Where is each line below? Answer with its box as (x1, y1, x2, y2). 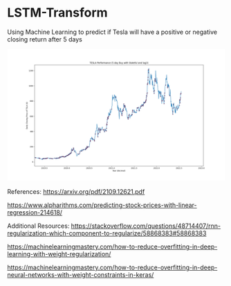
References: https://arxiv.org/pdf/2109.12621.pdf (7, 188, 145, 196)
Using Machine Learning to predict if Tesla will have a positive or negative (7, 28, 218, 36)
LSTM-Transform (7, 5, 109, 21)
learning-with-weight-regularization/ (7, 250, 111, 258)
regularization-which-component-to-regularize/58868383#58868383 (7, 229, 207, 238)
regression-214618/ (7, 208, 63, 217)
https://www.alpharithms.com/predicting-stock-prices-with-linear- (7, 201, 197, 209)
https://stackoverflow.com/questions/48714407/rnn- (71, 222, 221, 230)
